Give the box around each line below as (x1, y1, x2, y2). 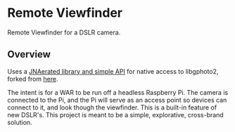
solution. (7, 118, 33, 126)
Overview (7, 48, 51, 60)
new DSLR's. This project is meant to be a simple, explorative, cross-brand (7, 110, 224, 119)
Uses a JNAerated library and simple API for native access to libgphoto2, (7, 67, 219, 75)
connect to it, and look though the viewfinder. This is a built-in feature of (7, 103, 217, 112)
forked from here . (7, 74, 58, 83)
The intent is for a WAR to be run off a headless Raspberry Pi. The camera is (7, 88, 229, 96)
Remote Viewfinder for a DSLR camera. (7, 28, 121, 37)
